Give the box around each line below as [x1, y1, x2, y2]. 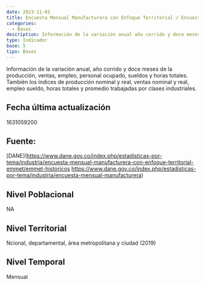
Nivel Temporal [6, 257, 65, 267]
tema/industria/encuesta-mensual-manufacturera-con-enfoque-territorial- [6, 159, 194, 166]
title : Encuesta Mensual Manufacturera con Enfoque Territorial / [6, 15, 179, 21]
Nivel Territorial [6, 223, 67, 233]
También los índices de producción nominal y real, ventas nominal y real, [6, 78, 189, 85]
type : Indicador [6, 37, 48, 43]
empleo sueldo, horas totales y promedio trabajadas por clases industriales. [6, 85, 197, 92]
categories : [6, 20, 37, 26]
